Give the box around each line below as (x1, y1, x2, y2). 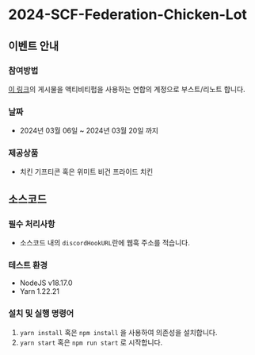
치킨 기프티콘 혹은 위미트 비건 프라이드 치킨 (19, 167, 154, 176)
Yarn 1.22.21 (19, 287, 59, 296)
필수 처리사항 (8, 218, 55, 230)
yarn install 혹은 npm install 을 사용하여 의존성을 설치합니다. (19, 327, 218, 337)
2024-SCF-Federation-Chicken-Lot (8, 6, 248, 24)
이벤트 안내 (8, 39, 59, 52)
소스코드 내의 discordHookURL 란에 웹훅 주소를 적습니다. (19, 238, 190, 248)
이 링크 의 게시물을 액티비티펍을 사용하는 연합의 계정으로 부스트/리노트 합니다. (8, 84, 245, 94)
